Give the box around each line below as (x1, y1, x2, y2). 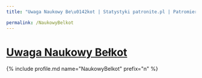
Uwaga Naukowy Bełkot (6, 46, 127, 59)
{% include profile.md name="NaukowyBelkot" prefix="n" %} (6, 65, 158, 73)
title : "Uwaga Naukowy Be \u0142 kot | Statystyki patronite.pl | (6, 8, 171, 15)
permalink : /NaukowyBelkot (6, 19, 74, 26)
